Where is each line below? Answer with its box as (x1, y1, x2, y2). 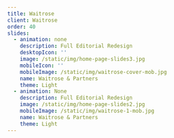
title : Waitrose (7, 10, 55, 17)
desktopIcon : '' (20, 49, 68, 56)
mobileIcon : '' (20, 62, 64, 69)
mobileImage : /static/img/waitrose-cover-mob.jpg (20, 68, 168, 75)
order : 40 (7, 23, 36, 30)
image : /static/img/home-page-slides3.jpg (20, 56, 145, 63)
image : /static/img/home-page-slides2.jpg (20, 101, 145, 108)
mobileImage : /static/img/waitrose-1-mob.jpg (20, 107, 155, 114)
